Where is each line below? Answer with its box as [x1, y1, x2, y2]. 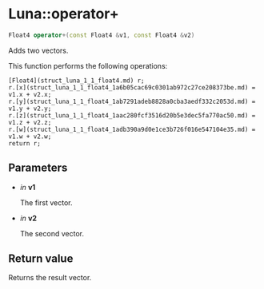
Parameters [8, 161, 68, 175]
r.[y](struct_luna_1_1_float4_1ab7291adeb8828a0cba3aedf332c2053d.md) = [8, 97, 256, 105]
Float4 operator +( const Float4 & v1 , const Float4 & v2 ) [8, 31, 195, 39]
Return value [8, 252, 74, 266]
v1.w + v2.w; [8, 133, 52, 141]
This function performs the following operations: [8, 61, 168, 70]
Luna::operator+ [8, 5, 119, 23]
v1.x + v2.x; [8, 90, 52, 98]
